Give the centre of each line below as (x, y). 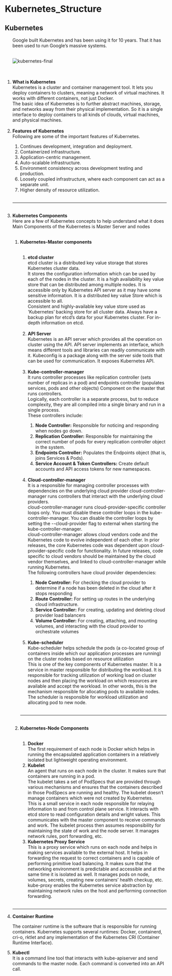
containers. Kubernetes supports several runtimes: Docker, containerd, (87, 932)
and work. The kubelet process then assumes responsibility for (94, 825)
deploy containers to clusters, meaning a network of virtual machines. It (88, 93)
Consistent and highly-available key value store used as (87, 306)
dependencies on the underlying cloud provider (78, 491)
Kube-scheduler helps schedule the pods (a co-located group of (96, 648)
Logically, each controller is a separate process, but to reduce (93, 399)
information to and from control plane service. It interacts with (93, 809)
